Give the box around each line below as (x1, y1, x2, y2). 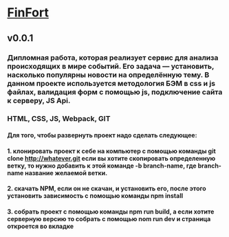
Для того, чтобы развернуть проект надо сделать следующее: (7, 131, 197, 139)
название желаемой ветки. (25, 168, 108, 177)
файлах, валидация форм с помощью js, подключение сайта (7, 87, 223, 97)
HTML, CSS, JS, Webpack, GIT (7, 114, 111, 124)
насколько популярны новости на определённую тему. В (7, 70, 210, 80)
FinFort (7, 5, 50, 21)
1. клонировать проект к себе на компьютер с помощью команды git (7, 146, 217, 155)
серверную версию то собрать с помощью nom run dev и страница (7, 214, 211, 223)
